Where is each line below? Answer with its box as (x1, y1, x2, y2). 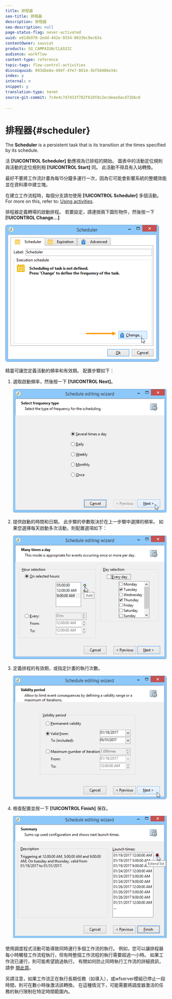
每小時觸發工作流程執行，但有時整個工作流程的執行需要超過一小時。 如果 (5, 952, 159, 958)
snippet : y (5, 84, 29, 89)
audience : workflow (5, 51, 47, 56)
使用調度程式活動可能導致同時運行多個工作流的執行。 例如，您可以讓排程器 (5, 946, 164, 951)
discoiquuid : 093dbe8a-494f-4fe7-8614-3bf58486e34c (5, 68, 118, 73)
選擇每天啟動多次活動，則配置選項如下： (21, 525, 107, 531)
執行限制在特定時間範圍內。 (14, 988, 73, 994)
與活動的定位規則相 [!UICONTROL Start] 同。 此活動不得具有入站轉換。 (5, 164, 156, 170)
